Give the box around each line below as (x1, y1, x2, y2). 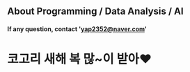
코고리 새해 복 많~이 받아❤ (7, 51, 152, 67)
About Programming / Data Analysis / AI (7, 6, 184, 17)
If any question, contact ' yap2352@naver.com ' (7, 24, 148, 33)
